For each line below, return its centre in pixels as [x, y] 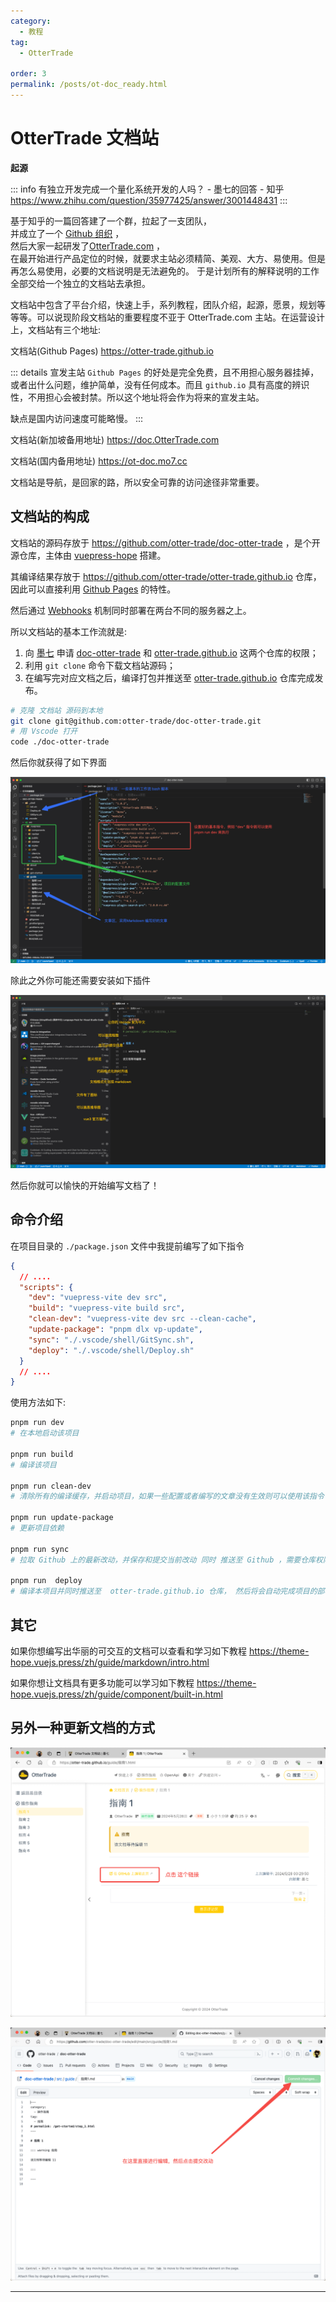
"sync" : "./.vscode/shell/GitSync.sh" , [111, 1340]
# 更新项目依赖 [37, 1528]
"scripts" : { [46, 1287]
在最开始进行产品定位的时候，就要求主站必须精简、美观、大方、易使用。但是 [168, 258]
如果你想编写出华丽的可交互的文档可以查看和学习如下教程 [128, 1651]
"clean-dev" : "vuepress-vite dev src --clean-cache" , [142, 1319]
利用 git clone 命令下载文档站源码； [100, 665]
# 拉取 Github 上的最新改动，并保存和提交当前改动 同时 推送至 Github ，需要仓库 [163, 1560]
